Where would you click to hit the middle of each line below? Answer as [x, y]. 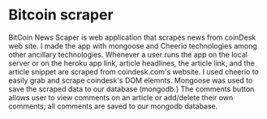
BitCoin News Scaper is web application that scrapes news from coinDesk [132, 37]
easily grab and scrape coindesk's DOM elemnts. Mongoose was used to [131, 80]
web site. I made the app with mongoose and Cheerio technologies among [133, 45]
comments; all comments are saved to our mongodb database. [113, 106]
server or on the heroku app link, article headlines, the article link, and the [132, 63]
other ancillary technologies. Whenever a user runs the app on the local [128, 54]
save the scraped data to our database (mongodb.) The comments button [131, 89]
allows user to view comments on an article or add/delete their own [121, 97]
